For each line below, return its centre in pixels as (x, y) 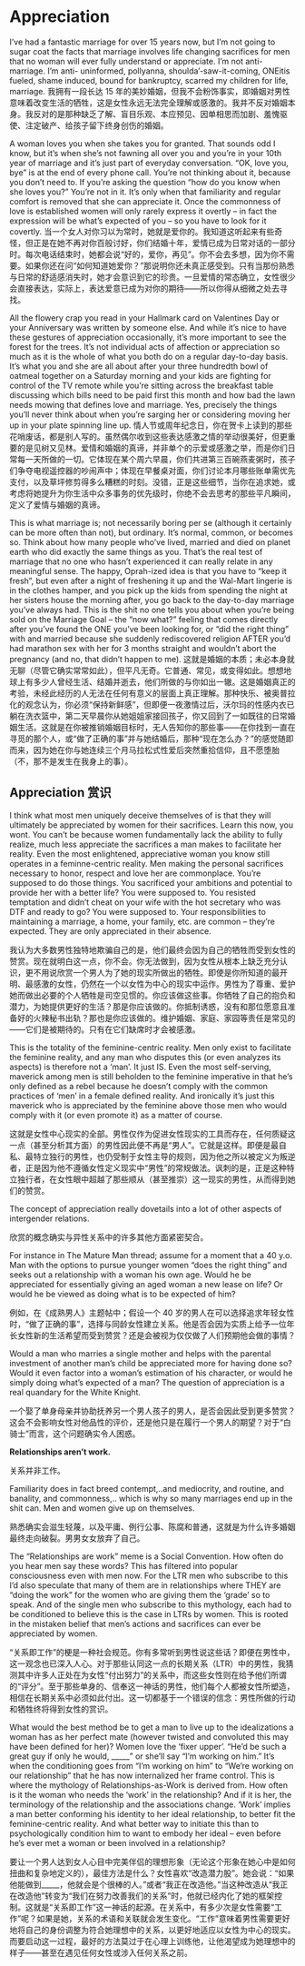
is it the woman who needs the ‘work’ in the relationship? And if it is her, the (151, 1794)
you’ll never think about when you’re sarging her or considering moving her (150, 414)
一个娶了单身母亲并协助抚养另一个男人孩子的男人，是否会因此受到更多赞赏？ (152, 1411)
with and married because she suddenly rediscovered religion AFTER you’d (150, 639)
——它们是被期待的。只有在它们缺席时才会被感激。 (105, 1029)
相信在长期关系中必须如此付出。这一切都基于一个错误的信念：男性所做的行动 (152, 1697)
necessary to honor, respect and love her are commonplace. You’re (135, 873)
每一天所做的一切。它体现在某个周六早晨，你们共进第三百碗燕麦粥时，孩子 (156, 459)
